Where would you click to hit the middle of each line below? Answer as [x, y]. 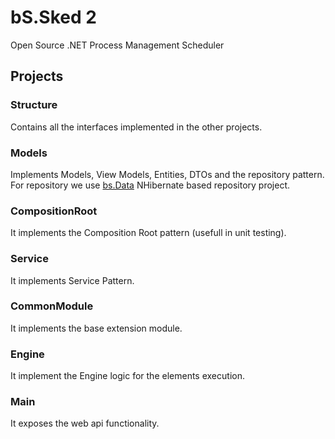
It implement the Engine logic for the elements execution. [127, 376]
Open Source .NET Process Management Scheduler [117, 45]
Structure [34, 105]
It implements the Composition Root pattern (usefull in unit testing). [148, 233]
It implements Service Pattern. [72, 280]
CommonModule [52, 306]
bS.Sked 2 [53, 17]
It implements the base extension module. [96, 328]
